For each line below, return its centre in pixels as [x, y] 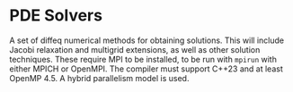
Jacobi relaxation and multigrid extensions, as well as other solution [135, 49]
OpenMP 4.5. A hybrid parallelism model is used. [99, 78]
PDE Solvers [56, 16]
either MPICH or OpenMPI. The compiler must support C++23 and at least [146, 69]
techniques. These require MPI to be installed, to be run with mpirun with [143, 59]
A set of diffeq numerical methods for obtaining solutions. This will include [147, 40]
